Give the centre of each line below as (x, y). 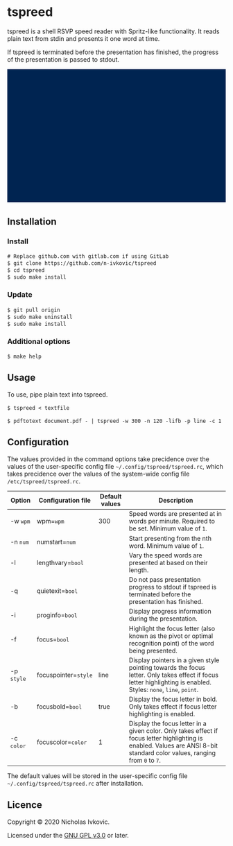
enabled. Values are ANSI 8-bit (173, 745)
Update (20, 295)
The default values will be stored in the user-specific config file (97, 776)
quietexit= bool (58, 591)
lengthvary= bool (61, 562)
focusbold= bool (59, 707)
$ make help (24, 356)
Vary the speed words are (165, 555)
